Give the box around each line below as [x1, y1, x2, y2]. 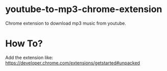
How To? [5, 38, 43, 49]
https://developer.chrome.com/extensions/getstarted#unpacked [5, 59, 140, 66]
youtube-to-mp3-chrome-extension [5, 4, 162, 15]
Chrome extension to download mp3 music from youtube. [5, 20, 126, 26]
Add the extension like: [5, 54, 53, 60]
